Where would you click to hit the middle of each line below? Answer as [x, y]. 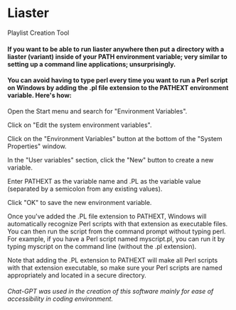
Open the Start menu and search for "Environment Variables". [97, 111]
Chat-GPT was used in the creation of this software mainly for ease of [111, 292]
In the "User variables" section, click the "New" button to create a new [111, 160]
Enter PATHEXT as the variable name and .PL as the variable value [104, 181]
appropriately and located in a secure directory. [77, 275]
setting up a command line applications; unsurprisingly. [92, 64]
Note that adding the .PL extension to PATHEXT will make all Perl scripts [113, 260]
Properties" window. [37, 146]
